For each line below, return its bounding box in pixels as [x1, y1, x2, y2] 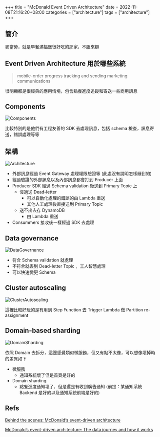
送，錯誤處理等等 [5, 131, 40, 137]
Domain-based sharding [5, 327, 80, 335]
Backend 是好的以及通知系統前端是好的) [19, 390, 100, 395]
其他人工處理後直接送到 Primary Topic [26, 201, 103, 207]
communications [17, 78, 51, 84]
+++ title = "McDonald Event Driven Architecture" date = [5, 4, 119, 10]
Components [5, 103, 45, 111]
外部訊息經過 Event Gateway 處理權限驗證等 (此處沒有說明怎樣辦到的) [12, 171, 152, 176]
